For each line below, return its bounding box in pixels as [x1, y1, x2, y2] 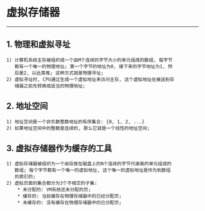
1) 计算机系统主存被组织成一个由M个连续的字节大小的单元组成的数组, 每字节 [6, 57, 173, 63]
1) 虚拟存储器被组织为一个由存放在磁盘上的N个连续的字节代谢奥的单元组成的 [6, 161, 172, 167]
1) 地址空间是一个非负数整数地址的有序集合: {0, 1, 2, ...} [6, 118, 145, 125]
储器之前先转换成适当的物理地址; [14, 83, 86, 89]
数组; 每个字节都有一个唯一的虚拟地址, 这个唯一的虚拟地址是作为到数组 [14, 167, 171, 174]
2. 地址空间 [6, 101, 48, 112]
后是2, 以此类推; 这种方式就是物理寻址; [14, 70, 104, 76]
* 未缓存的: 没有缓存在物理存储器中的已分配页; [17, 199, 122, 206]
